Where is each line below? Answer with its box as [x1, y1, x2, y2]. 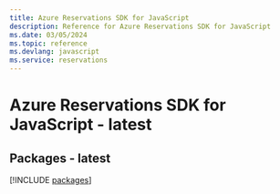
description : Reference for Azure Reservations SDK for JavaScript [9, 22, 272, 31]
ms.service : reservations [9, 56, 108, 65]
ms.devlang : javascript [9, 47, 100, 56]
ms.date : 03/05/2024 [9, 30, 88, 39]
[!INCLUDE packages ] [9, 175, 92, 185]
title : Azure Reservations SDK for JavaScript [9, 13, 190, 23]
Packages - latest [9, 150, 111, 166]
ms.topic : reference [9, 38, 88, 48]
